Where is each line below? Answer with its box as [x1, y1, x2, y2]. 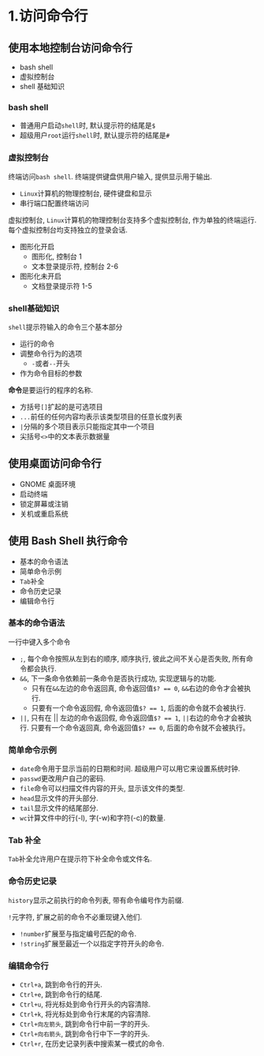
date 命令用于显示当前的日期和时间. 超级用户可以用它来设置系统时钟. [19, 764, 240, 774]
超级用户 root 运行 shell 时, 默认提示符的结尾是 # [19, 131, 170, 140]
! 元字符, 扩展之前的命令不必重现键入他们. [8, 912, 143, 921]
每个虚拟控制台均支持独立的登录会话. [8, 225, 128, 234]
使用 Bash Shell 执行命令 [8, 534, 128, 548]
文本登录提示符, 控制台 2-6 [31, 261, 119, 271]
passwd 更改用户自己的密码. [19, 774, 106, 783]
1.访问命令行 [8, 7, 88, 25]
